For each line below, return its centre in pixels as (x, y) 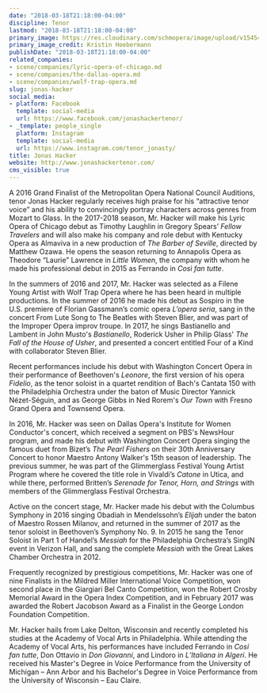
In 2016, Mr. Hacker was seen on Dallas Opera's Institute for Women (120, 424)
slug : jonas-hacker (41, 89)
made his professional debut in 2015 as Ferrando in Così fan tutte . (116, 268)
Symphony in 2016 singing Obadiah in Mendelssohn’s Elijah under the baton (133, 515)
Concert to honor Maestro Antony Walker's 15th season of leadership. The (130, 457)
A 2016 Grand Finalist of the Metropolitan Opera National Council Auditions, (132, 192)
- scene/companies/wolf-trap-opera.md (73, 82)
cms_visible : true (39, 170)
